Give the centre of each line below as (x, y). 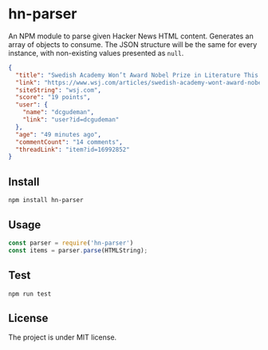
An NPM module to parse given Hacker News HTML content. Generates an (131, 36)
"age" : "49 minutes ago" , (59, 134)
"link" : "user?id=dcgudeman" (71, 120)
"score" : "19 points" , (53, 97)
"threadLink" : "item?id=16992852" (73, 149)
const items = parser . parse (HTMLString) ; (78, 250)
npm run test (30, 294)
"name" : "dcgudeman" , (58, 113)
